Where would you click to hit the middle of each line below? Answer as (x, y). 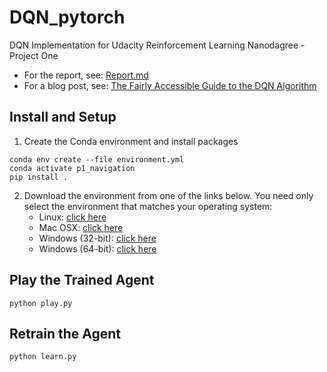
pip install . (39, 177)
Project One (34, 55)
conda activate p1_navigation (72, 168)
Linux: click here (72, 217)
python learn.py (43, 357)
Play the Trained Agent (82, 280)
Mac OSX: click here (81, 227)
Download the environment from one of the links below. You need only (168, 195)
